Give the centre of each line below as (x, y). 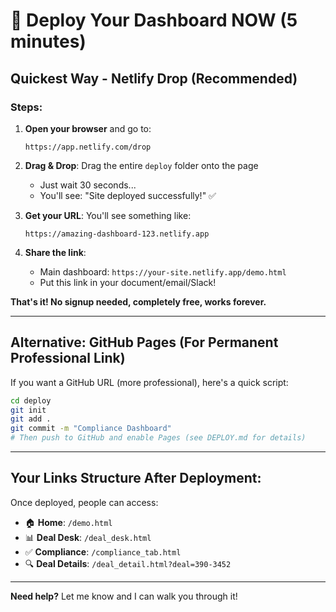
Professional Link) (68, 358)
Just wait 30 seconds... (88, 185)
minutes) (48, 41)
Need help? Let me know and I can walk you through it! (124, 596)
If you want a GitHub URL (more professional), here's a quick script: (149, 382)
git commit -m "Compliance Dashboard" (91, 429)
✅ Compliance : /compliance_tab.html (103, 551)
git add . (31, 419)
